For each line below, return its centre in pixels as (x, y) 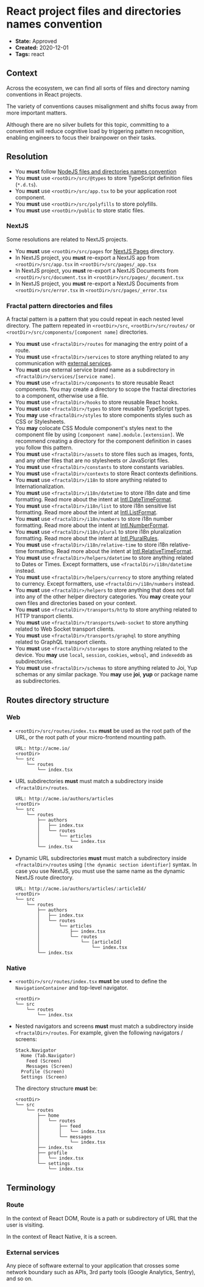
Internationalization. (40, 487)
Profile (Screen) (43, 1072)
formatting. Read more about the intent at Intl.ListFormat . (86, 512)
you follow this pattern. (44, 448)
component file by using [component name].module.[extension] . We (100, 435)
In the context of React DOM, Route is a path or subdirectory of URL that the (102, 1218)
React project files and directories (94, 11)
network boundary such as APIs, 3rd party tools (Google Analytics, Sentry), (101, 1272)
